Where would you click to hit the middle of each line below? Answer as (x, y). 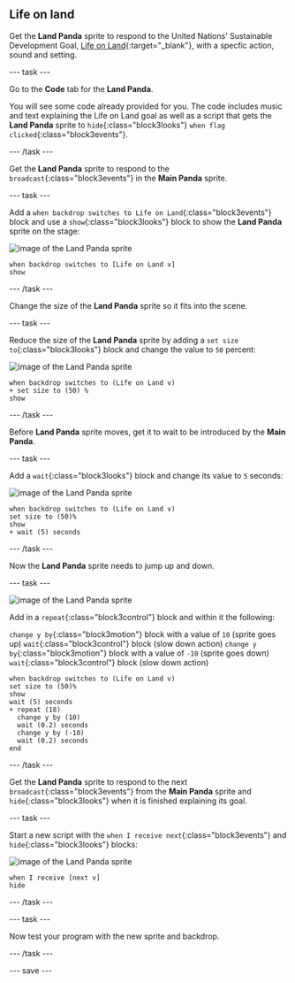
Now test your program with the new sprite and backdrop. (114, 936)
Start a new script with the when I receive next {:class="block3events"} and (148, 834)
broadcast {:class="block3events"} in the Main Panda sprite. (118, 178)
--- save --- (31, 970)
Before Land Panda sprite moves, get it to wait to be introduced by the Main (147, 432)
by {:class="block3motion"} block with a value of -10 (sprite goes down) (139, 653)
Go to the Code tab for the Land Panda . (81, 88)
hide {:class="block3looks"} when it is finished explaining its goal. (128, 801)
